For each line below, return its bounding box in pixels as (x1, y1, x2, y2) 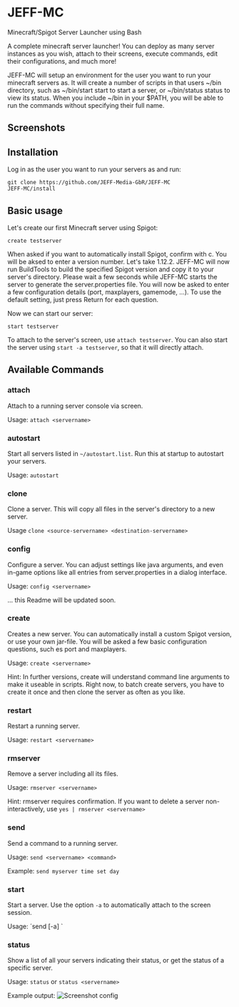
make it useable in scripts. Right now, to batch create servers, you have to (7, 680, 225, 688)
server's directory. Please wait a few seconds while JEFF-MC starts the (7, 272, 218, 281)
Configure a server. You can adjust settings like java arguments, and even (7, 560, 223, 568)
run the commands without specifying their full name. (7, 101, 165, 109)
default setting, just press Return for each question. (7, 295, 159, 304)
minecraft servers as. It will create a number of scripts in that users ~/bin (7, 78, 222, 86)
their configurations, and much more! (7, 56, 117, 65)
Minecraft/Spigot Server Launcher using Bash (7, 28, 142, 36)
